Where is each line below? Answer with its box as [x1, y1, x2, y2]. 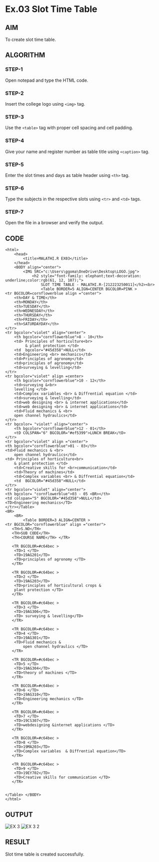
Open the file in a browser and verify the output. [5, 220, 104, 226]
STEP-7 [5, 208, 24, 215]
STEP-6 [5, 184, 24, 191]
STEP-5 [5, 161, 24, 168]
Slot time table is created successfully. [5, 851, 85, 857]
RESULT [5, 838, 30, 847]
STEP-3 [5, 113, 24, 120]
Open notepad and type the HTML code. [5, 77, 89, 83]
